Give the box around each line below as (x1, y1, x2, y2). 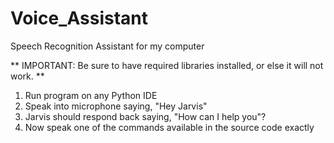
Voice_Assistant (10, 7, 148, 30)
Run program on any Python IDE (24, 89, 158, 101)
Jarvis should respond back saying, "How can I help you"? (24, 110, 267, 122)
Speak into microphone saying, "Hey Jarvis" (24, 100, 208, 112)
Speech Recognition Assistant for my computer (10, 40, 205, 52)
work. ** (10, 70, 45, 82)
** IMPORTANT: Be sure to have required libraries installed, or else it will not (10, 59, 324, 71)
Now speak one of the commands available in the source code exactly (24, 121, 315, 133)
